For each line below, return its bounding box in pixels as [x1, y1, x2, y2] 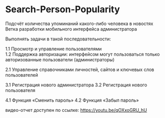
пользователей [5, 72, 38, 78]
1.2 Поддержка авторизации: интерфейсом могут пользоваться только [5, 51, 160, 57]
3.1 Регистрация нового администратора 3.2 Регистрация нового [5, 82, 148, 88]
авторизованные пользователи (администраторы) [5, 56, 115, 62]
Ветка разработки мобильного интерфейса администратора [5, 26, 137, 32]
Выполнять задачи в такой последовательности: [5, 36, 111, 42]
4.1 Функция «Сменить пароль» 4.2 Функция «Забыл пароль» [5, 97, 139, 103]
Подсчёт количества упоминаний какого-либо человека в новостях [5, 20, 154, 27]
